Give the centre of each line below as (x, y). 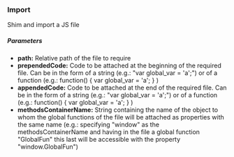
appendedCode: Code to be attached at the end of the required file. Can (122, 88)
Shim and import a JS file (43, 25)
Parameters (25, 40)
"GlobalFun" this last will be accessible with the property (99, 140)
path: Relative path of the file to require (74, 58)
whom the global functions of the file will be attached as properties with (121, 117)
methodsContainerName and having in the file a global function (109, 132)
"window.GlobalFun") (48, 147)
